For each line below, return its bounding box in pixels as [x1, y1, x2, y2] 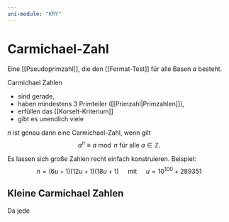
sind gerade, [17, 91, 55, 100]
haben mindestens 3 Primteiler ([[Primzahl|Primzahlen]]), [17, 99, 184, 108]
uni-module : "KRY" [7, 10, 62, 18]
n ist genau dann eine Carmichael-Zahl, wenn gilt [7, 128, 151, 137]
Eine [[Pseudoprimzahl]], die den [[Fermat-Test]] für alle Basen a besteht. [7, 65, 223, 73]
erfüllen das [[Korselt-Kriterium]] [17, 107, 113, 116]
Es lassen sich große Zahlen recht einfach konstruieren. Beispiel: [7, 155, 196, 163]
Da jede [7, 206, 30, 215]
